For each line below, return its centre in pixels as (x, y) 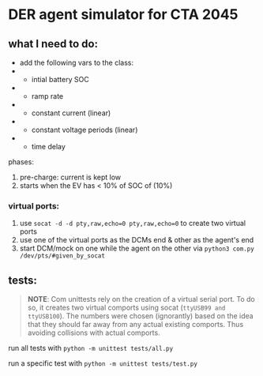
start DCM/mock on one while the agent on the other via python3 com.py (137, 248)
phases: (21, 162)
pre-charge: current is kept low (70, 177)
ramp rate (47, 96)
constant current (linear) (71, 113)
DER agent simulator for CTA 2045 (123, 15)
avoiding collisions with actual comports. (94, 333)
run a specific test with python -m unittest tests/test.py (103, 363)
